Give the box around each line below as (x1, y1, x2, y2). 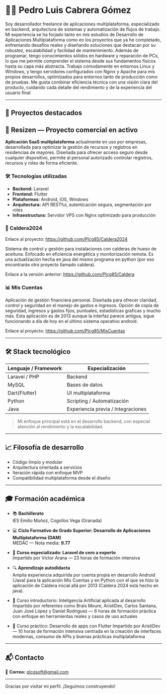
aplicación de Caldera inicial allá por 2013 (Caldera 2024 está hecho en (12, 583, 159, 589)
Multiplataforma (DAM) (12, 535, 61, 541)
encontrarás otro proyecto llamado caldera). (5, 261, 95, 268)
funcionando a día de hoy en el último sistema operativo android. (5, 318, 138, 324)
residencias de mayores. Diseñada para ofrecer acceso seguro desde (5, 149, 148, 156)
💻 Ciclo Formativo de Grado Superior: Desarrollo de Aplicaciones (12, 527, 151, 534)
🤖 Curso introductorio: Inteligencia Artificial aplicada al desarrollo (12, 597, 146, 603)
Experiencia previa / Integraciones (67, 405, 147, 412)
